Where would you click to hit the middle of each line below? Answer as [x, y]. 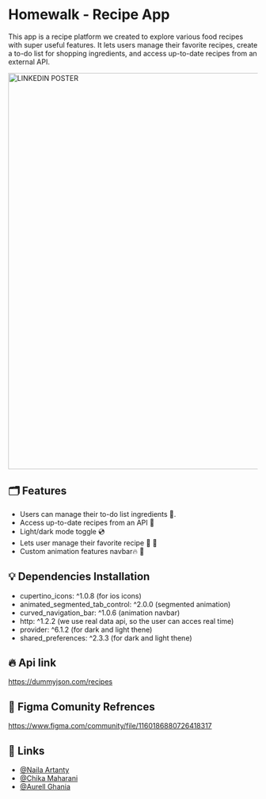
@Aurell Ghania [45, 787]
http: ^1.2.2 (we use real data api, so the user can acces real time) [127, 621]
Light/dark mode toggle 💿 [62, 531]
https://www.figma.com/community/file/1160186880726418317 [110, 726]
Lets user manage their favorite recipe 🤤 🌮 [88, 543]
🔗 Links [27, 751]
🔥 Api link [32, 662]
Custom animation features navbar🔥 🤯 [82, 551]
